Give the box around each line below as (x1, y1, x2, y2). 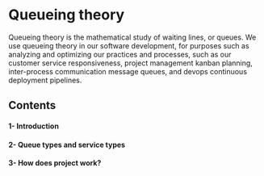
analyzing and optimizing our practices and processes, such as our (8, 49, 232, 59)
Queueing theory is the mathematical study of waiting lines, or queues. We (8, 32, 257, 42)
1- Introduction (8, 121, 59, 131)
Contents (8, 98, 57, 112)
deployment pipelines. (8, 75, 82, 85)
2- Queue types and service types (8, 140, 126, 149)
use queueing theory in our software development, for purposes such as (8, 40, 249, 50)
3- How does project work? (8, 158, 102, 168)
